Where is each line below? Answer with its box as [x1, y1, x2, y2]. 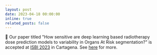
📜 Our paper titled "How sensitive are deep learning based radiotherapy [5, 34, 150, 40]
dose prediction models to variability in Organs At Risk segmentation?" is [5, 39, 152, 45]
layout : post [5, 7, 32, 12]
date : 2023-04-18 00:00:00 [5, 12, 60, 17]
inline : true [5, 16, 32, 21]
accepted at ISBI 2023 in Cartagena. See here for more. [5, 44, 118, 50]
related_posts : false [5, 20, 50, 26]
